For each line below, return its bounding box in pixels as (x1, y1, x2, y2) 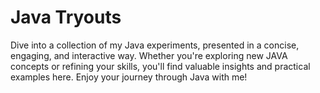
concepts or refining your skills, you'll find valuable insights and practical (10, 60, 311, 72)
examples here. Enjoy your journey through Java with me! (10, 71, 248, 83)
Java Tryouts (10, 6, 122, 29)
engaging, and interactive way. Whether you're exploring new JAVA (10, 49, 288, 61)
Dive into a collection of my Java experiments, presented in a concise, (10, 39, 300, 51)
